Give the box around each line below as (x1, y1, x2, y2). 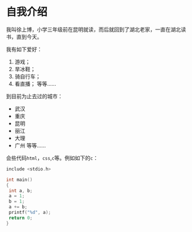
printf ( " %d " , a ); (8, 210, 51, 216)
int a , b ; (8, 187, 33, 194)
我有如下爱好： (6, 45, 42, 53)
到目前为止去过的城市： (6, 92, 63, 100)
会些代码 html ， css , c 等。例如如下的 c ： (6, 154, 99, 162)
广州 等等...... (14, 142, 46, 149)
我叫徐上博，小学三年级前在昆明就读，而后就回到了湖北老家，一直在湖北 (6, 26, 181, 33)
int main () (6, 177, 33, 183)
